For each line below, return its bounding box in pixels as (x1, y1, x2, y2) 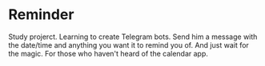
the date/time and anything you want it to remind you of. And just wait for (8, 40, 250, 49)
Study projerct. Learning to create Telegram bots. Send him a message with (8, 32, 258, 41)
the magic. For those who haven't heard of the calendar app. (8, 49, 208, 58)
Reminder (8, 6, 74, 24)
